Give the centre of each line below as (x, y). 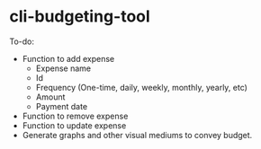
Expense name (63, 68)
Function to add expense (68, 58)
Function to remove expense (75, 116)
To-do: (22, 41)
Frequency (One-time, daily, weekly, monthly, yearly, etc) (141, 87)
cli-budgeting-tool (80, 17)
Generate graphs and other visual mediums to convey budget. (137, 135)
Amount (50, 97)
